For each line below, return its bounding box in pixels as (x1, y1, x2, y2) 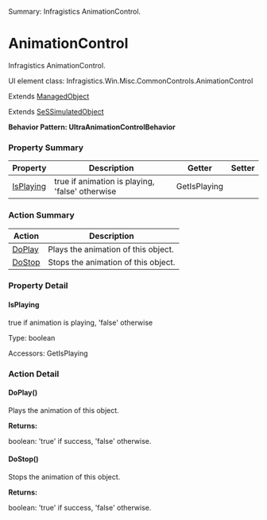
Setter (230, 163, 255, 174)
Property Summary (8, 142, 84, 153)
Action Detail (8, 368, 60, 379)
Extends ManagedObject (8, 91, 90, 101)
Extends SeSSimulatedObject (8, 106, 104, 116)
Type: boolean (8, 333, 56, 342)
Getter (187, 163, 212, 174)
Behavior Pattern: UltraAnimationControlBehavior (8, 122, 176, 132)
